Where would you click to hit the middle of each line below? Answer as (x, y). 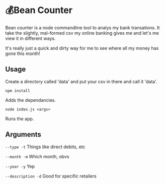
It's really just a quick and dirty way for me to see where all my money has (82, 48)
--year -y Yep (20, 166)
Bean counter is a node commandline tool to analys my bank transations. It (82, 27)
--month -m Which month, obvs (37, 156)
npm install (18, 91)
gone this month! (23, 53)
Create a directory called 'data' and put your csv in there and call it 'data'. (81, 81)
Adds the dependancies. (31, 100)
